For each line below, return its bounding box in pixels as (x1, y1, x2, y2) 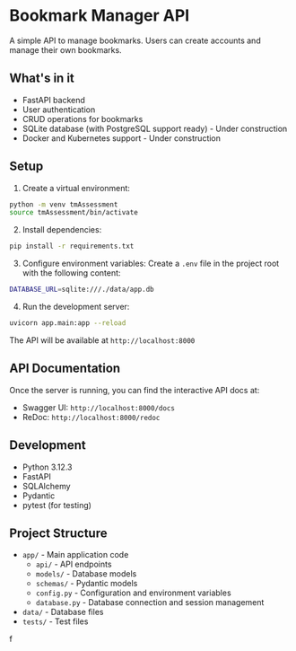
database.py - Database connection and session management (35, 597, 265, 608)
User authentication (22, 104, 96, 115)
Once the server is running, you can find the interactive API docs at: (9, 384, 260, 395)
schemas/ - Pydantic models (35, 578, 138, 589)
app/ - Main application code (22, 550, 129, 560)
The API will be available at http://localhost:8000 (9, 334, 196, 346)
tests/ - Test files (22, 616, 89, 627)
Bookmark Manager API (9, 5, 190, 26)
